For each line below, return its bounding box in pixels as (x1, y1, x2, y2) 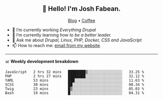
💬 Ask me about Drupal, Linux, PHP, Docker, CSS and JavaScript (12, 37, 142, 43)
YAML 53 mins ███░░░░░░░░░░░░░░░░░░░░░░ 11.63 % (5, 78, 145, 83)
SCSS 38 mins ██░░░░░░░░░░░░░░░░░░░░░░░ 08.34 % (5, 82, 145, 87)
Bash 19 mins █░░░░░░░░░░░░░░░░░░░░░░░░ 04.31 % (5, 90, 145, 95)
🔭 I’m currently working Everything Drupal (12, 27, 96, 33)
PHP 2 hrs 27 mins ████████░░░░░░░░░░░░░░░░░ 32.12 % (5, 74, 145, 78)
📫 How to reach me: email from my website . (12, 42, 101, 48)
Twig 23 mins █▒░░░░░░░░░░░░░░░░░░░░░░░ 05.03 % (5, 86, 145, 91)
